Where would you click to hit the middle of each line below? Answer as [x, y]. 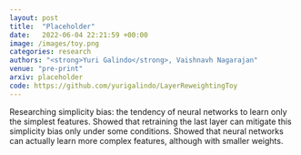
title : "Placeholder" [52, 26]
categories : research [50, 52]
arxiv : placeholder [46, 77]
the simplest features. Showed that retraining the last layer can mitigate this [151, 121]
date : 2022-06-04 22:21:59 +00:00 [79, 35]
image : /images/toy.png [55, 43]
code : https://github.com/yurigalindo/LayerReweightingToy [124, 86]
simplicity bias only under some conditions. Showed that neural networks [146, 131]
